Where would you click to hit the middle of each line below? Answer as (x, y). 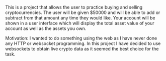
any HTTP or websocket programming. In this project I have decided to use (83, 43)
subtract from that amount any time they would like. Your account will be (80, 18)
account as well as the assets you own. (46, 28)
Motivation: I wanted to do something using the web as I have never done (81, 38)
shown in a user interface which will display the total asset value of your (80, 23)
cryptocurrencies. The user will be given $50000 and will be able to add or (83, 12)
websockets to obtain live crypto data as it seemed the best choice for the (82, 49)
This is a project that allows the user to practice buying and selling (74, 7)
